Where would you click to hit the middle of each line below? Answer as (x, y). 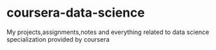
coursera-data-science (75, 13)
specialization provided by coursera (58, 39)
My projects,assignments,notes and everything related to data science (108, 32)
